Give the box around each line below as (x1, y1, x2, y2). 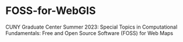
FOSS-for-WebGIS (5, 4, 96, 17)
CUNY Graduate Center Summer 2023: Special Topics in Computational (5, 23, 178, 30)
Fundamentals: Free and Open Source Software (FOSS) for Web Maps (5, 29, 173, 36)
